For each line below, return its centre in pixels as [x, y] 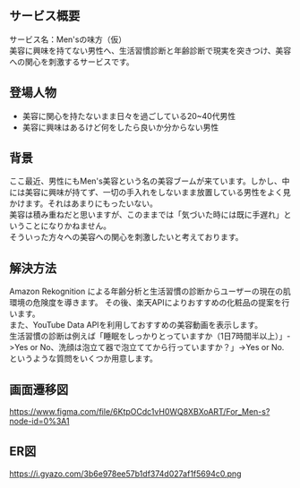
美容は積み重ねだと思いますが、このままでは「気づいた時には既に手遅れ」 [146, 215]
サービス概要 [45, 16]
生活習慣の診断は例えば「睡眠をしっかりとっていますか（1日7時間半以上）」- [150, 336]
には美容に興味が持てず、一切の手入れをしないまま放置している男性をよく [146, 193]
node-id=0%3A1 [39, 421]
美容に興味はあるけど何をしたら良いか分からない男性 [120, 127]
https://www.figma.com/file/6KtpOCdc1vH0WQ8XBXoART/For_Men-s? [140, 412]
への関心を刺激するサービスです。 [72, 62]
